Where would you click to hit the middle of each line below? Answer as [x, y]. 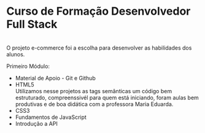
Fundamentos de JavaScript [51, 117]
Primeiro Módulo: [28, 66]
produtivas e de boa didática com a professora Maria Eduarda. [94, 104]
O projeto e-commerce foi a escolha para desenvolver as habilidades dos [99, 48]
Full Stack [32, 24]
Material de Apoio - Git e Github [56, 78]
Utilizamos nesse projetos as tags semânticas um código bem [94, 91]
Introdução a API [37, 123]
